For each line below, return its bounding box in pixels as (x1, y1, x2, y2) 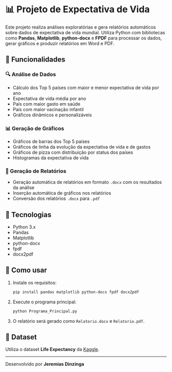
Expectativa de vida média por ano (12, 95, 86, 101)
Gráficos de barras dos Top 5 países (12, 138, 90, 144)
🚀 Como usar (5, 266, 47, 275)
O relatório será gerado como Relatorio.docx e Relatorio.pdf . (12, 318, 145, 324)
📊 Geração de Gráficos (5, 125, 64, 132)
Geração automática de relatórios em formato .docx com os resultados (12, 179, 162, 185)
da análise (12, 184, 35, 191)
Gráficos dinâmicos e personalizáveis (12, 112, 92, 118)
